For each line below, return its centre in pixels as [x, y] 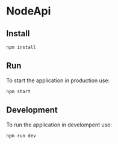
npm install [21, 47]
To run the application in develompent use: [59, 125]
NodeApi [29, 11]
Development [32, 110]
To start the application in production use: [58, 80]
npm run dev [21, 136]
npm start [19, 91]
